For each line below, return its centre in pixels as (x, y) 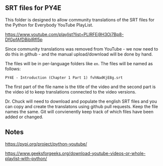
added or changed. (24, 117)
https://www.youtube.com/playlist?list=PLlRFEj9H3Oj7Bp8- (64, 34)
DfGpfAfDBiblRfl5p (24, 39)
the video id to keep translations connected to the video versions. (71, 92)
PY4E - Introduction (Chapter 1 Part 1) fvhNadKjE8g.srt (64, 77)
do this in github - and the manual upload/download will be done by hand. (79, 54)
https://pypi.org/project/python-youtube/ (46, 144)
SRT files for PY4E (33, 8)
